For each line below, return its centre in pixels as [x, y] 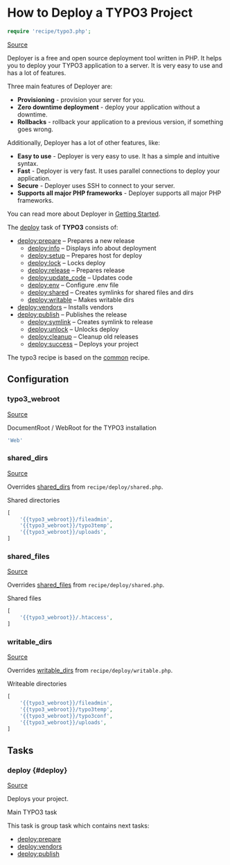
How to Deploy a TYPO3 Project [100, 13]
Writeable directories [37, 684]
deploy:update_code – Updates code [80, 277]
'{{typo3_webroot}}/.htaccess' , [66, 618]
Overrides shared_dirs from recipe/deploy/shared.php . [85, 487]
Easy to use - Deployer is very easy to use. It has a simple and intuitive [118, 156]
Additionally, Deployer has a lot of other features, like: [84, 142]
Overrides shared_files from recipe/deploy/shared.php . [86, 585]
